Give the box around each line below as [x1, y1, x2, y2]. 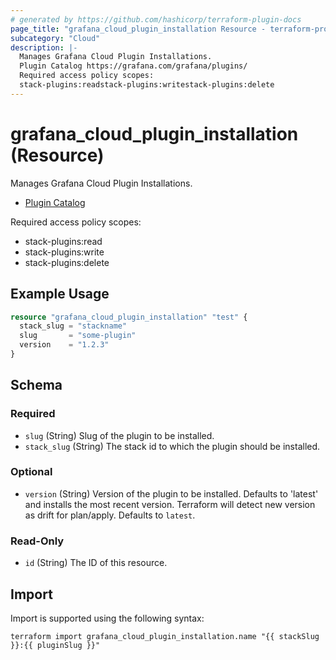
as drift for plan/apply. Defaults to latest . [24, 509, 196, 521]
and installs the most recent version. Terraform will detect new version [24, 498, 316, 510]
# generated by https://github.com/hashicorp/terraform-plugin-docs [10, 14, 302, 25]
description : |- [10, 42, 78, 53]
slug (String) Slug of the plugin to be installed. [24, 429, 215, 441]
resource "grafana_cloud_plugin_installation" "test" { [10, 312, 248, 322]
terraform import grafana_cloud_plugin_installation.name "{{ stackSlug [10, 631, 320, 641]
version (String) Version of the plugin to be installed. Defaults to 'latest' [24, 487, 319, 500]
